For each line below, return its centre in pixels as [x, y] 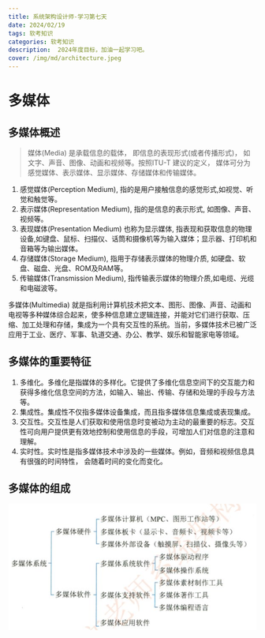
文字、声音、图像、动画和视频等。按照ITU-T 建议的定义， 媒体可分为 [139, 163]
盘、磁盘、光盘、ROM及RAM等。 [72, 268]
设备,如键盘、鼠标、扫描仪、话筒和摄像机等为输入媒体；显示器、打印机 [134, 238]
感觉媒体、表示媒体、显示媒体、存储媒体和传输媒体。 [112, 173]
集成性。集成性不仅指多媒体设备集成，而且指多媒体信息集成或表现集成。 [137, 411]
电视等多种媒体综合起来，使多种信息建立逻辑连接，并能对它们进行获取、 [125, 315]
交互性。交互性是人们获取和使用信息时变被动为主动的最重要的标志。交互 [137, 422]
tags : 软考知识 [31, 33]
